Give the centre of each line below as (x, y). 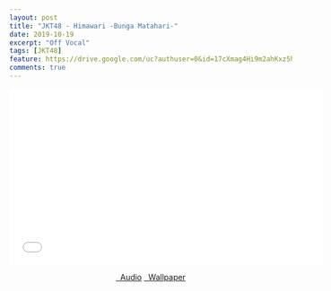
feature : (26, 59)
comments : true (38, 68)
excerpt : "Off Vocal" (50, 43)
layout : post (34, 17)
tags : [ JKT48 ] (36, 51)
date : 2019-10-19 (42, 34)
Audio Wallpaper (153, 277)
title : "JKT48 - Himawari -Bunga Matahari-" (94, 26)
